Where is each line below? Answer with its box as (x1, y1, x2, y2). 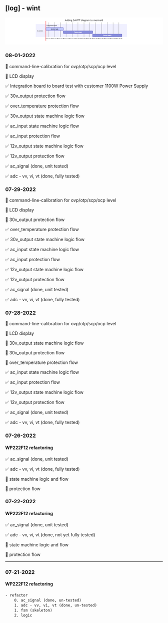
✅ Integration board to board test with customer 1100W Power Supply (5, 83, 148, 89)
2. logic (14, 612, 32, 618)
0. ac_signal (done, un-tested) (14, 597, 81, 603)
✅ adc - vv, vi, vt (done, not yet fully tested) (5, 531, 95, 538)
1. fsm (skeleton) (14, 607, 52, 613)
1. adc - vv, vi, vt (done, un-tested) (14, 602, 97, 608)
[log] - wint (5, 4, 41, 13)
